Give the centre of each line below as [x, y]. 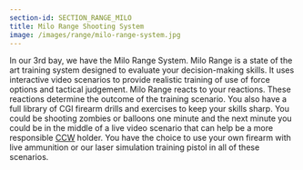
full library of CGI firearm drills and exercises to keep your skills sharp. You [149, 109]
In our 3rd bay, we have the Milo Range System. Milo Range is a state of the [151, 61]
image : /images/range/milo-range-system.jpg [95, 35]
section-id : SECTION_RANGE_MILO [71, 18]
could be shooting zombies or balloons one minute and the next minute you [151, 118]
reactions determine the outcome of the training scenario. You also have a [148, 99]
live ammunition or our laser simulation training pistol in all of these [135, 147]
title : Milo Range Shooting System [77, 26]
